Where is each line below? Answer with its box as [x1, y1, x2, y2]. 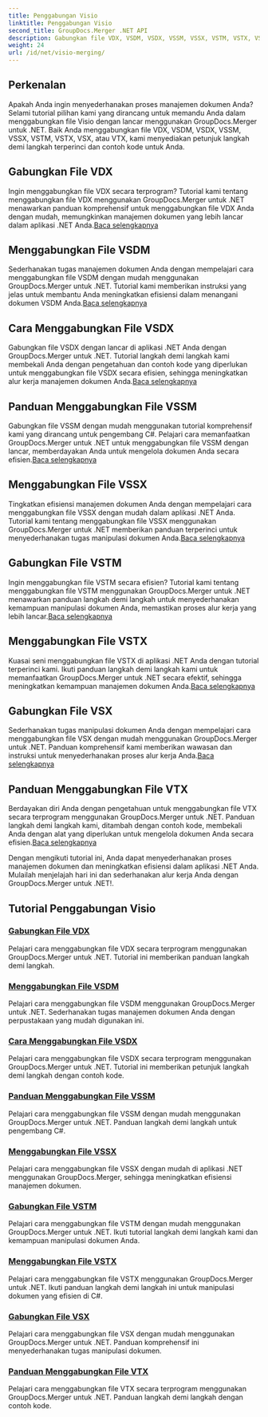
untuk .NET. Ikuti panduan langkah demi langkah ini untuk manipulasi [8, 1282, 235, 1292]
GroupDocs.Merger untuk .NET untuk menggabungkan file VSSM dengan [8, 438, 249, 448]
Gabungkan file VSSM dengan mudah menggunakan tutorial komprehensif [8, 421, 253, 431]
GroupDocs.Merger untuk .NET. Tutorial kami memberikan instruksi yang [8, 281, 247, 291]
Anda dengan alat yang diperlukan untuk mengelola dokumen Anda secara [8, 829, 254, 839]
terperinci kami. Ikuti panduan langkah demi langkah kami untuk [8, 664, 219, 674]
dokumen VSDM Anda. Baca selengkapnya [8, 299, 148, 308]
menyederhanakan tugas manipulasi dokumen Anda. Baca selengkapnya [8, 532, 246, 543]
